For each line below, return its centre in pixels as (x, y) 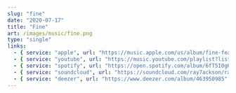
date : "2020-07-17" (36, 20)
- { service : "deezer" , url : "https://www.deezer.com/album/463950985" (121, 79)
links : (17, 46)
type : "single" (29, 40)
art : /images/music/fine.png (50, 33)
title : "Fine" (28, 27)
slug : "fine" (26, 14)
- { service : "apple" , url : (55, 53)
